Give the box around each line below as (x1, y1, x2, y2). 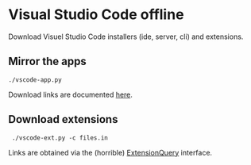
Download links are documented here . (8, 90, 133, 99)
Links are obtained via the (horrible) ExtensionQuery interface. (8, 148, 213, 157)
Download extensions (8, 113, 118, 126)
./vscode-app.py (8, 75, 62, 84)
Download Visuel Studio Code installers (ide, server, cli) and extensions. (8, 32, 244, 41)
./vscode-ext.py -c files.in (11, 133, 109, 142)
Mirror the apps (8, 55, 87, 68)
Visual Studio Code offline (8, 6, 184, 24)
